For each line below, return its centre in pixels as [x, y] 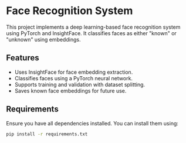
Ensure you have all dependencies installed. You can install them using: [92, 123]
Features [23, 58]
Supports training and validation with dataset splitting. [80, 84]
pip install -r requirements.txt [47, 134]
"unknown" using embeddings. [43, 39]
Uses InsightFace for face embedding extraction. [74, 72]
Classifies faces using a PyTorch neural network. [74, 78]
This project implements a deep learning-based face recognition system [93, 27]
